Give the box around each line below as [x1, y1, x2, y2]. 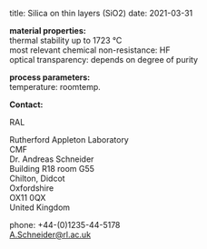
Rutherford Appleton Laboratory [9, 134, 129, 144]
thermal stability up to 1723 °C [9, 35, 123, 45]
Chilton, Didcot [9, 173, 65, 184]
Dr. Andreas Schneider [9, 154, 94, 164]
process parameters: [9, 72, 91, 83]
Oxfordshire [9, 183, 54, 194]
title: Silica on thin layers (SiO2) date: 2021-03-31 [9, 8, 193, 18]
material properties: [9, 25, 86, 35]
